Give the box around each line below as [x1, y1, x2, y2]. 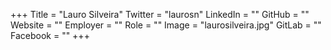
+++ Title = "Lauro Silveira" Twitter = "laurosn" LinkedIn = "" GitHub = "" [10, 9, 310, 20]
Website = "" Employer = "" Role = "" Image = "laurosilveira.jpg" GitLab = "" [10, 19, 322, 31]
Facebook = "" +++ [10, 30, 90, 41]
